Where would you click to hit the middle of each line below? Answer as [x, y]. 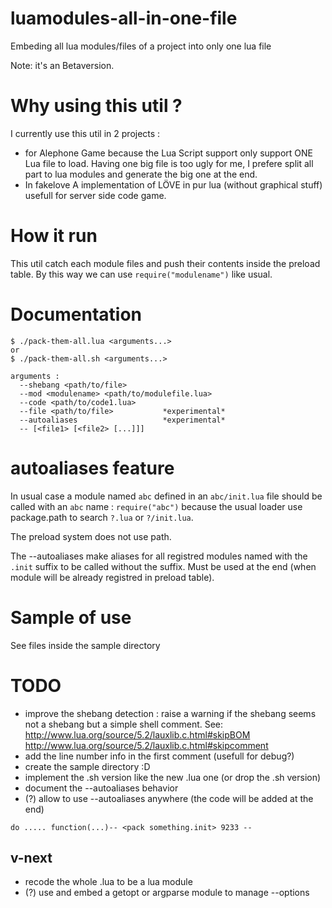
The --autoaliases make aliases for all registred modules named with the [159, 556]
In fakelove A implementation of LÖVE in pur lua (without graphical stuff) [173, 184]
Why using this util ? [96, 106]
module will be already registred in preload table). [112, 577]
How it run [54, 236]
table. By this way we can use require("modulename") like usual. [141, 274]
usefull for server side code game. [95, 195]
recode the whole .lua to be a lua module [108, 882]
